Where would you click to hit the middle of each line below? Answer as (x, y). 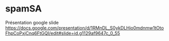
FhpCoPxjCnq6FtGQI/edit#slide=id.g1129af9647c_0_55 (63, 33)
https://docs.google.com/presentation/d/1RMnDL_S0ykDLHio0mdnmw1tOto (84, 27)
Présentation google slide (32, 22)
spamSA (24, 9)
